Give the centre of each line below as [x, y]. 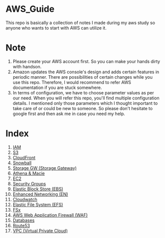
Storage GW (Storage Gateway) [45, 168]
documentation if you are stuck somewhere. [57, 88]
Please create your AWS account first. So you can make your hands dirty [86, 61]
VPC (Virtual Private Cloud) [40, 231]
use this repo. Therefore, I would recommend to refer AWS [72, 82]
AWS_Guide [30, 9]
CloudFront [24, 157]
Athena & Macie [29, 173]
